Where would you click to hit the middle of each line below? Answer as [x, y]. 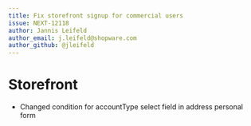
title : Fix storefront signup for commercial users [96, 16]
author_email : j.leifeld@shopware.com [73, 38]
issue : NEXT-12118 [39, 23]
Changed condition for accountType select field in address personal [131, 107]
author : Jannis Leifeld [48, 30]
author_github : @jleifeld [51, 45]
